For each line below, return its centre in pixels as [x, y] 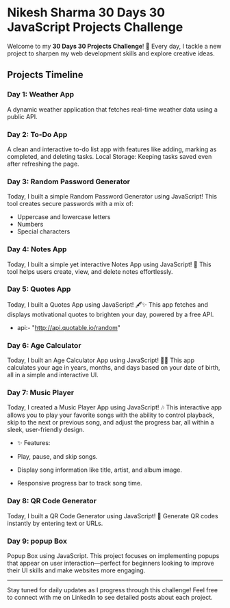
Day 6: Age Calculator [44, 345]
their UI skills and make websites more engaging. [76, 570]
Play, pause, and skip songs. [57, 457]
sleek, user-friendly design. [46, 430]
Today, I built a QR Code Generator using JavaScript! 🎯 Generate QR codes [113, 516]
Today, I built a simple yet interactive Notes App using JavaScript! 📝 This [109, 264]
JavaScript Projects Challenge [95, 27]
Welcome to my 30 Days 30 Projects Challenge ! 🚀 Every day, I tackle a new [114, 46]
